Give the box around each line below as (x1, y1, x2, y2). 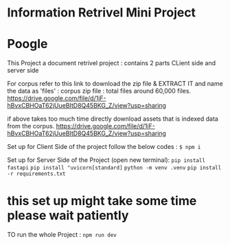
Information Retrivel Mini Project (7, 5, 196, 21)
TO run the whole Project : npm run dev (7, 231, 117, 239)
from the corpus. (7, 122, 55, 130)
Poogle (7, 36, 48, 52)
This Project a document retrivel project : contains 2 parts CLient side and (7, 59, 216, 67)
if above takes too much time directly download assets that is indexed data (7, 115, 218, 123)
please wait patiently (7, 208, 129, 224)
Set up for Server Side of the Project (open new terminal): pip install (7, 156, 206, 164)
